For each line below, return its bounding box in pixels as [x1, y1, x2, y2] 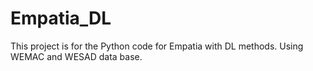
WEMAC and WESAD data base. [10, 50, 143, 62]
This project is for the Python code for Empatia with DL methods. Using [10, 40, 304, 52]
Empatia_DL [10, 7, 112, 30]
